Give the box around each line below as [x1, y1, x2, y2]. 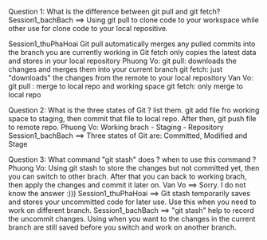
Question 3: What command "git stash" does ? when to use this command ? [8, 155, 257, 164]
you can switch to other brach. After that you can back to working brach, [8, 171, 247, 181]
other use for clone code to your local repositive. [8, 24, 169, 33]
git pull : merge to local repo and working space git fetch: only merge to [8, 81, 243, 91]
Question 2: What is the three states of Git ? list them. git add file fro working [8, 105, 260, 115]
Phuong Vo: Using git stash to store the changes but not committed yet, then [8, 163, 260, 172]
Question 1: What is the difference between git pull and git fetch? [8, 7, 221, 16]
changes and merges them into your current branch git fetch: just [8, 65, 223, 74]
